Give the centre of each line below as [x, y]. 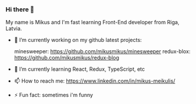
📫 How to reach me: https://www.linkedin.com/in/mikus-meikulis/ [94, 81]
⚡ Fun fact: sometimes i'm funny [53, 95]
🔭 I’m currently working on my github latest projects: [78, 40]
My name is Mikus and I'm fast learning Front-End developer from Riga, [93, 22]
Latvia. [14, 28]
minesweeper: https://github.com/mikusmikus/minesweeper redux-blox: [102, 51]
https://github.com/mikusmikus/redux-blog [67, 58]
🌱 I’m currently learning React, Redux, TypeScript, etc [80, 69]
